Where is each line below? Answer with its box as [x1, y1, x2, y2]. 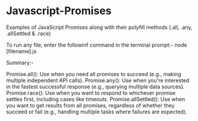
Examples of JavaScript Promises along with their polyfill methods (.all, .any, [6, 24, 193, 31]
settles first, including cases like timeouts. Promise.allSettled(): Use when [6, 96, 186, 103]
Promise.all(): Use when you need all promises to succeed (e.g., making [6, 70, 181, 77]
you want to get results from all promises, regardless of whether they [6, 102, 175, 109]
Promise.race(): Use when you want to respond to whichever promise [6, 89, 176, 96]
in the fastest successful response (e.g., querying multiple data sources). [6, 83, 185, 90]
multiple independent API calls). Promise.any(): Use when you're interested [6, 77, 190, 84]
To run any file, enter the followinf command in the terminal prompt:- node [6, 41, 187, 48]
